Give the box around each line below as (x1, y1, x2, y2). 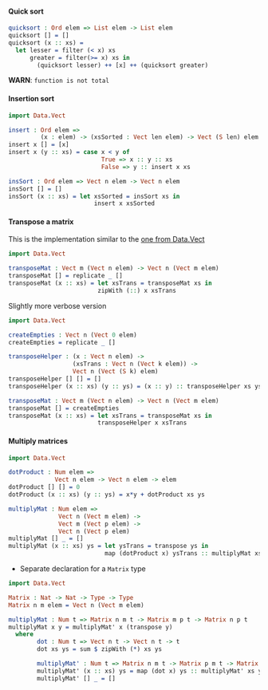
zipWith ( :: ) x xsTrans (97, 286, 177, 294)
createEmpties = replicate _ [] (8, 338, 116, 346)
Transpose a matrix (8, 216, 74, 227)
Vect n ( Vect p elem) (58, 527, 130, 535)
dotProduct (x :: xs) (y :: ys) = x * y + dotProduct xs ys (8, 491, 205, 499)
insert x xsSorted (93, 199, 156, 207)
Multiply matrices (8, 436, 69, 446)
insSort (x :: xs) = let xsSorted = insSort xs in (8, 192, 180, 200)
